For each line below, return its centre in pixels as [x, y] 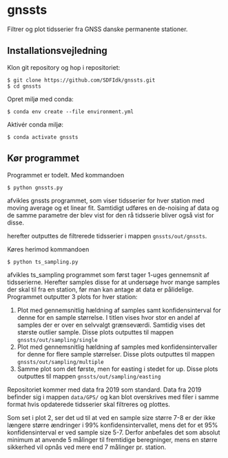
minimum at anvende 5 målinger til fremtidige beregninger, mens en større [112, 439]
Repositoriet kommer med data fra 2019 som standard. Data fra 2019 [104, 390]
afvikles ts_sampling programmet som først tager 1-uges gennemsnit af [108, 274]
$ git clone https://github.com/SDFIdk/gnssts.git [81, 80]
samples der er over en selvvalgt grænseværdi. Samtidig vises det [111, 325]
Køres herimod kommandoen [48, 249]
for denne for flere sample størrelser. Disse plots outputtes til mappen [116, 354]
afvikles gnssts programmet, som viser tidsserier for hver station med [106, 200]
